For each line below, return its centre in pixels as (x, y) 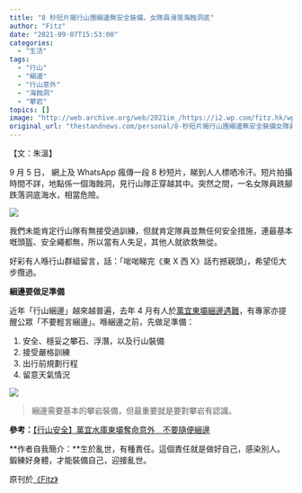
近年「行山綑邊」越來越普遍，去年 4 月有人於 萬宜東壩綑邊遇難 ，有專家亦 (144, 310)
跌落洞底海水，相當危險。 (57, 195)
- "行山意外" (39, 85)
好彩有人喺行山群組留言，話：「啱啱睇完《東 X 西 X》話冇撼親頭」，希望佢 (144, 261)
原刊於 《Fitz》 (34, 479)
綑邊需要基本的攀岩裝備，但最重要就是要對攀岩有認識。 (133, 411)
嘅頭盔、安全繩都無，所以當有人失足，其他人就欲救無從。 (115, 242)
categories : (31, 43)
